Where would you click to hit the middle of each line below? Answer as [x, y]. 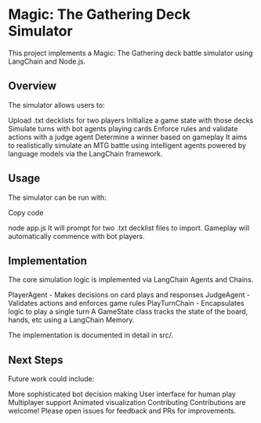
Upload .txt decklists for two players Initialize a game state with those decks [131, 120]
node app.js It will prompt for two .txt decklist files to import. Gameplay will [129, 228]
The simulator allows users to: [56, 105]
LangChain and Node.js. [47, 61]
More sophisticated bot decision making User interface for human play [122, 394]
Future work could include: [51, 379]
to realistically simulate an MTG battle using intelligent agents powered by [127, 145]
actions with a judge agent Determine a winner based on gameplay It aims [128, 137]
